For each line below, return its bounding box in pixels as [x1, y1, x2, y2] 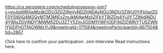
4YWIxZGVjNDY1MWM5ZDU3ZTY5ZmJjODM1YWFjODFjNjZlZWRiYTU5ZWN [5, 19, 158, 25]
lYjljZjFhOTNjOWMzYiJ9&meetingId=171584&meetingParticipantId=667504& [5, 24, 158, 30]
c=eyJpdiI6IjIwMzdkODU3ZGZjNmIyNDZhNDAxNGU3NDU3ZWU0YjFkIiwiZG [5, 9, 158, 15]
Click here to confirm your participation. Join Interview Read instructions [5, 39, 150, 44]
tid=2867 [5, 30, 23, 35]
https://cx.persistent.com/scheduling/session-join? [5, 4, 107, 10]
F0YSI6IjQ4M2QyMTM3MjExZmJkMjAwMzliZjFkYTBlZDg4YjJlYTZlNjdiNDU [5, 14, 156, 20]
